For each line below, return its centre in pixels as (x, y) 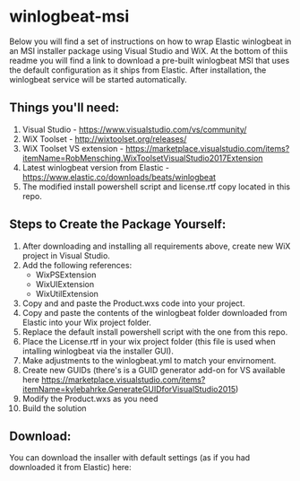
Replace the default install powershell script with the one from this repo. (155, 332)
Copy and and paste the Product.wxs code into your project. (133, 303)
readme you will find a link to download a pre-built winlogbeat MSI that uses (150, 60)
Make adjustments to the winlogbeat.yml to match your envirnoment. (149, 360)
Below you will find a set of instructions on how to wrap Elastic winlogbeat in (150, 41)
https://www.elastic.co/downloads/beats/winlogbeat (119, 177)
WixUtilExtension (67, 293)
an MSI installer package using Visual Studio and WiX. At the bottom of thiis (149, 50)
